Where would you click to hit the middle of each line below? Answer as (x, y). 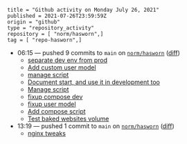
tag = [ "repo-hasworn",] (44, 40)
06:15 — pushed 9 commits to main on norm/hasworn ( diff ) (98, 53)
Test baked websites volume (68, 119)
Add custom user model (62, 68)
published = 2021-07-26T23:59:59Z (57, 16)
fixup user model (52, 104)
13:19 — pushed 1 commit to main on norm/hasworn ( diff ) (96, 126)
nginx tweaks (46, 133)
